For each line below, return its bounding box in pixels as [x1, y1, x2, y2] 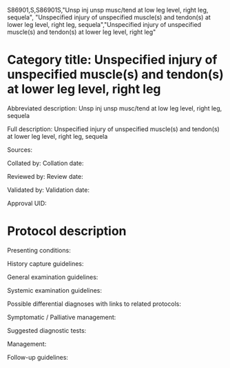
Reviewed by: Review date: [7, 172, 84, 180]
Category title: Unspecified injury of [7, 52, 218, 68]
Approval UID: [7, 199, 47, 207]
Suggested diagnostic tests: [7, 326, 87, 334]
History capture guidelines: [7, 259, 84, 268]
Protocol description [7, 224, 127, 239]
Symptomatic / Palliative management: [7, 313, 116, 321]
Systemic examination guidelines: [7, 286, 102, 294]
